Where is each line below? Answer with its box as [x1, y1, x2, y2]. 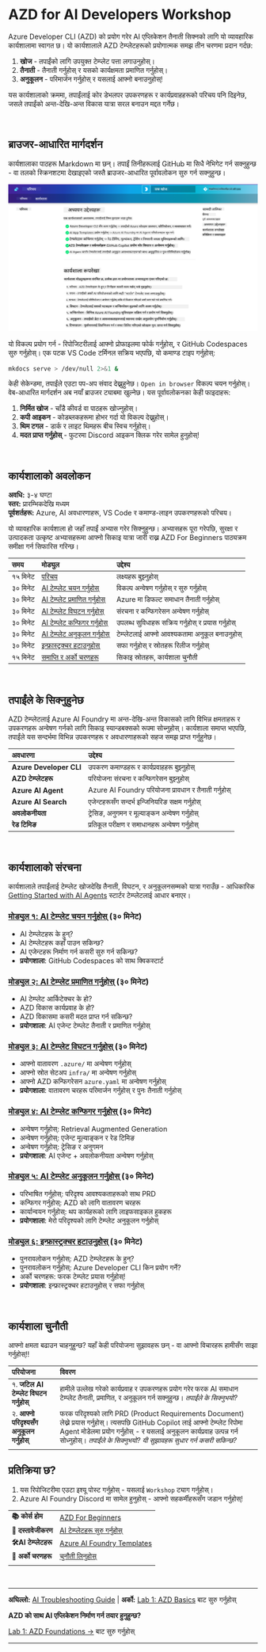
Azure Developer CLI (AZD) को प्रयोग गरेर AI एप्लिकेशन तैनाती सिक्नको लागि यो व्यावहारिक [8, 32, 254, 41]
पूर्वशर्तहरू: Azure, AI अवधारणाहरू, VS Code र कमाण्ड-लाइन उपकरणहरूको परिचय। [8, 508, 232, 518]
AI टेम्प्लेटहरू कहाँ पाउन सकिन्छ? [19, 938, 104, 947]
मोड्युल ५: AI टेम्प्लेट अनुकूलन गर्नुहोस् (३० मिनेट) [8, 1170, 154, 1182]
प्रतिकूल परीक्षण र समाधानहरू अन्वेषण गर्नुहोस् [88, 820, 199, 829]
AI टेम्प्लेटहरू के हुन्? [19, 929, 74, 938]
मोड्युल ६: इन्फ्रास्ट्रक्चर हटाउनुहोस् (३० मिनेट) [8, 1235, 143, 1247]
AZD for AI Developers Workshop [8, 6, 232, 24]
